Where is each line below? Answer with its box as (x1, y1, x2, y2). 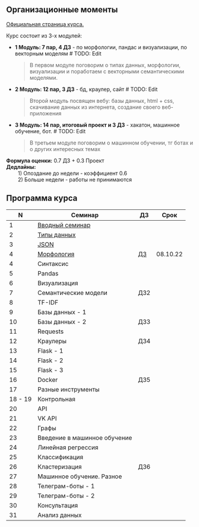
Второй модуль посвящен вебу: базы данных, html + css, (29, 97, 175, 104)
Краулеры (37, 337, 67, 345)
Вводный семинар (37, 221, 91, 229)
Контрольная (37, 395, 76, 403)
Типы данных (37, 230, 76, 239)
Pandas (37, 269, 59, 277)
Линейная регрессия (37, 443, 99, 451)
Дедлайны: (6, 163, 36, 170)
